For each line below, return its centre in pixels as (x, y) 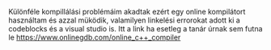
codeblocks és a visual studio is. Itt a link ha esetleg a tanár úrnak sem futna (135, 29)
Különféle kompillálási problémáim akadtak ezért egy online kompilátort (127, 12)
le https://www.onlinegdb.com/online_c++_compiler (95, 37)
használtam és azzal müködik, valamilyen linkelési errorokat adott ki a (124, 20)
